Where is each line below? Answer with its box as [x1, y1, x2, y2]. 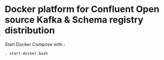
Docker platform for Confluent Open [5, 3, 160, 15]
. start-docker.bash [5, 51, 49, 56]
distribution [5, 25, 55, 36]
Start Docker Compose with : [5, 41, 65, 47]
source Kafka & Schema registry [5, 14, 144, 25]
